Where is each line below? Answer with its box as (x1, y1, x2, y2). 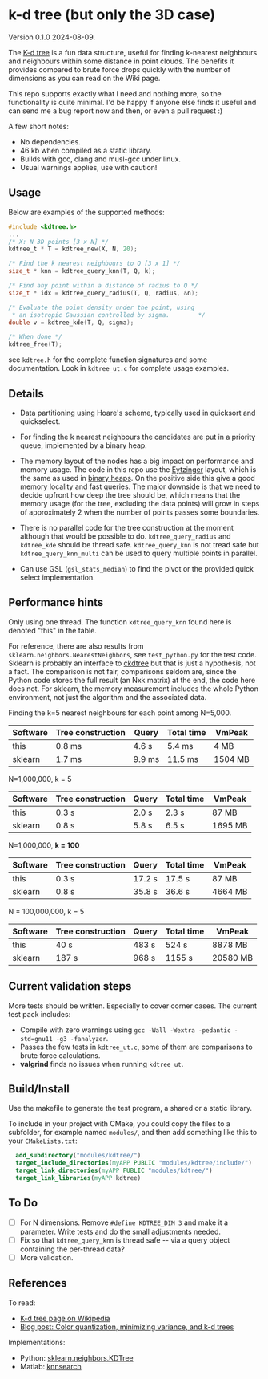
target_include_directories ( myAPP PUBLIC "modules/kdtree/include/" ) (15, 1159, 252, 1167)
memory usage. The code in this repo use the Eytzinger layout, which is (19, 464, 257, 474)
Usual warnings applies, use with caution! (19, 162, 158, 172)
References (8, 1276, 67, 1290)
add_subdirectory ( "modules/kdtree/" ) (15, 1152, 142, 1160)
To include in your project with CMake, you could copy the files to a (8, 1119, 230, 1129)
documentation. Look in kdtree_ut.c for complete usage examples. (8, 364, 230, 373)
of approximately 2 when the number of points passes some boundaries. (19, 507, 260, 517)
